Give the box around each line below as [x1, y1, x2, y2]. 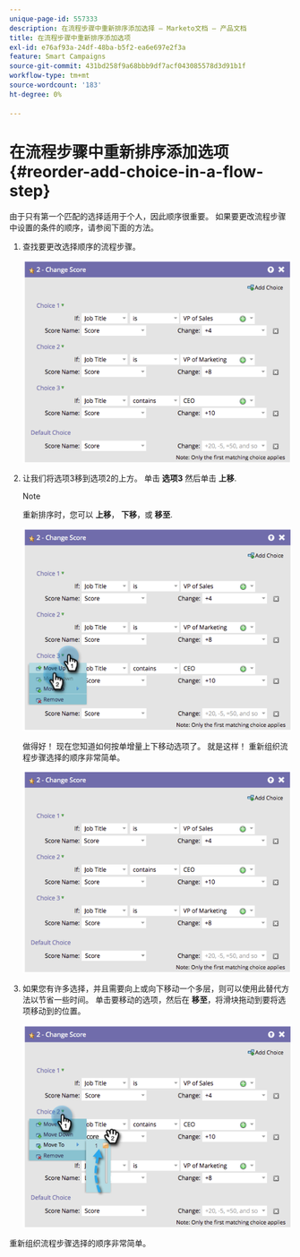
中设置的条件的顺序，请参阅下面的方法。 [9, 222, 159, 233]
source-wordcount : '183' [9, 81, 102, 90]
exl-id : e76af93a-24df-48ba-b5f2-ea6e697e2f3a [9, 43, 186, 52]
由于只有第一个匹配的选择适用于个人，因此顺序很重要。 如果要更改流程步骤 [9, 211, 287, 222]
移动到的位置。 [30, 1005, 86, 1016]
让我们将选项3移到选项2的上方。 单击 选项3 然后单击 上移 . [21, 473, 237, 483]
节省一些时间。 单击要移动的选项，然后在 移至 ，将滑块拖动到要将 [38, 995, 279, 1005]
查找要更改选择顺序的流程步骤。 [21, 242, 141, 252]
